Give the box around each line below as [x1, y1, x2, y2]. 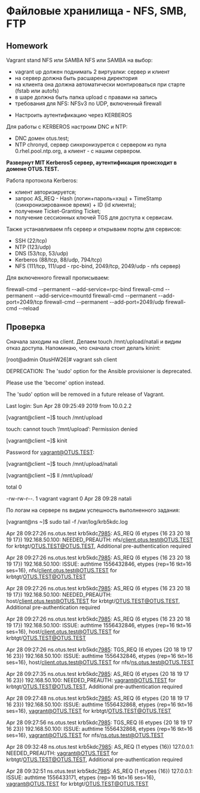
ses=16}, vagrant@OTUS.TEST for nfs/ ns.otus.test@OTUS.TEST [6, 731, 164, 739]
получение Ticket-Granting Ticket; [14, 208, 101, 215]
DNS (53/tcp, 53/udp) [14, 250, 69, 257]
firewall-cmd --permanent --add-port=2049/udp [44, 298, 164, 306]
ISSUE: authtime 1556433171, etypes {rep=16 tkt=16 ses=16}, [6, 773, 156, 781]
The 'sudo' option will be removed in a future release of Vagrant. [6, 391, 165, 398]
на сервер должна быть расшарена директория [14, 75, 138, 81]
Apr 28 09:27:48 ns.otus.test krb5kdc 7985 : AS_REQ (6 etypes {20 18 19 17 [6, 694, 189, 701]
